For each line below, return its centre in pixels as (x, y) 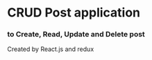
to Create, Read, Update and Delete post (76, 34)
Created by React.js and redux (51, 49)
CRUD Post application (74, 13)
